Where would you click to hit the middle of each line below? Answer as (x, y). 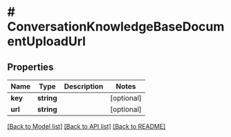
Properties (30, 67)
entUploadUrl (47, 42)
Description (84, 86)
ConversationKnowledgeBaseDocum (116, 27)
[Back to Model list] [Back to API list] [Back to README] (86, 126)
